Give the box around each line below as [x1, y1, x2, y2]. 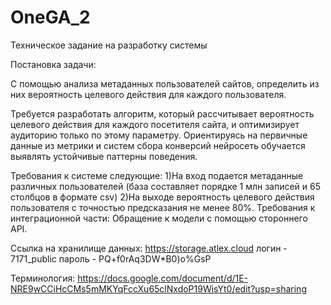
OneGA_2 [10, 6, 91, 29]
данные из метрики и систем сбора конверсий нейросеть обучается [10, 139, 306, 151]
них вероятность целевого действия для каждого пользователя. [10, 88, 287, 100]
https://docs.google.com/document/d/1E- [77, 272, 249, 284]
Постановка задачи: [10, 58, 97, 70]
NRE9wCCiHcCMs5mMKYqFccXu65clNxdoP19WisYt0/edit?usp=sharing [10, 282, 307, 295]
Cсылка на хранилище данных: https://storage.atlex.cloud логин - [10, 242, 288, 254]
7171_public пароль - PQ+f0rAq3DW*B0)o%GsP [10, 252, 212, 265]
